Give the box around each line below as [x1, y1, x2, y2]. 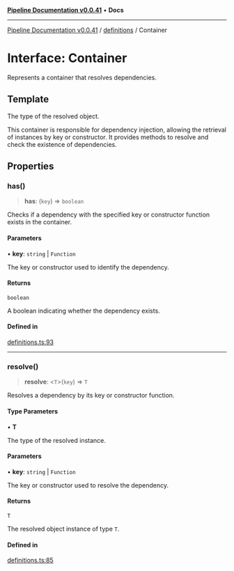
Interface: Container [7, 50, 127, 66]
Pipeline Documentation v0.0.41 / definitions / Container [7, 26, 168, 34]
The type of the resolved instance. [7, 436, 107, 444]
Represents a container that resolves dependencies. [7, 73, 157, 81]
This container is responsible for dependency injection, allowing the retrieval [7, 125, 227, 134]
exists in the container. [7, 218, 72, 226]
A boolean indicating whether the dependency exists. [7, 306, 160, 315]
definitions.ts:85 [7, 556, 54, 565]
